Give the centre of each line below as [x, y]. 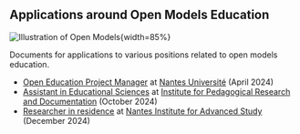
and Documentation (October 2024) [90, 101]
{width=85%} [145, 36]
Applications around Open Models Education [140, 15]
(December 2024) [57, 120]
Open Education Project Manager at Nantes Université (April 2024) [148, 82]
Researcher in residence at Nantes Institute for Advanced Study [142, 111]
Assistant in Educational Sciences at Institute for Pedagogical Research [156, 91]
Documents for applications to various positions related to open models [144, 55]
